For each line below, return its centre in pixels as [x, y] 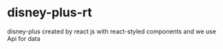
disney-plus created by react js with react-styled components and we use [112, 31]
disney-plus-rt [50, 13]
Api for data [24, 38]
